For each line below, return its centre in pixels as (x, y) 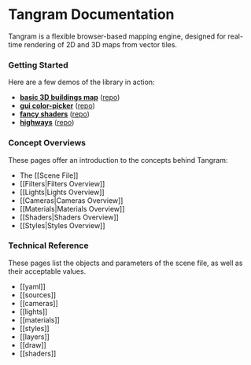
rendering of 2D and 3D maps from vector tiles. (101, 44)
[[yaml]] (32, 286)
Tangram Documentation (91, 15)
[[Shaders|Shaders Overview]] (69, 217)
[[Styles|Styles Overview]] (62, 225)
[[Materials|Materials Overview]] (72, 208)
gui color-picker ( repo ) (57, 106)
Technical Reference (48, 245)
